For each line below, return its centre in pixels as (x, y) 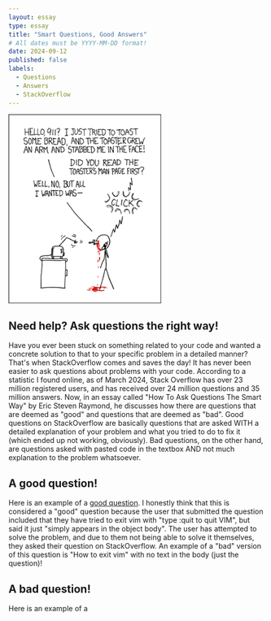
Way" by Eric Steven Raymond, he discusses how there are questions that (132, 406)
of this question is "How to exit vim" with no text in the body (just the (124, 555)
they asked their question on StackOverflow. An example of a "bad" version (135, 546)
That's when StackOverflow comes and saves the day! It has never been (130, 363)
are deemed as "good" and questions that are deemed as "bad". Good (126, 415)
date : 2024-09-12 (38, 52)
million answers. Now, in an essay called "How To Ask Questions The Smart (135, 397)
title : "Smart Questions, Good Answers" (78, 34)
